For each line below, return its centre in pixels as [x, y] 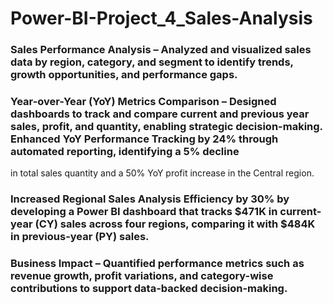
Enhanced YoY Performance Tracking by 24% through [144, 139]
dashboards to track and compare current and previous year [160, 114]
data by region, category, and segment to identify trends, [152, 62]
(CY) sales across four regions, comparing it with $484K [175, 224]
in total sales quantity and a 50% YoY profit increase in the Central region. [162, 173]
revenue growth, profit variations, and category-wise [142, 276]
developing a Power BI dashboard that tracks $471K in [144, 212]
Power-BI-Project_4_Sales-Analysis [161, 18]
